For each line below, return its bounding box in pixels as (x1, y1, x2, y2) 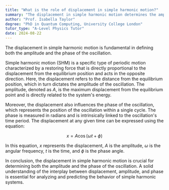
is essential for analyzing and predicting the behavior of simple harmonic (5, 174, 156, 179)
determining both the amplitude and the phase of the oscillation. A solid (5, 163, 153, 169)
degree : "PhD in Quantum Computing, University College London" (5, 21, 143, 27)
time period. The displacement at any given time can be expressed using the (5, 118, 164, 123)
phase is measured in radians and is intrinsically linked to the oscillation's (5, 112, 157, 118)
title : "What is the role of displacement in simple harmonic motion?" (5, 7, 158, 13)
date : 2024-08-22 (5, 31, 42, 36)
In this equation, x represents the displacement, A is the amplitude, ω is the (5, 143, 161, 149)
